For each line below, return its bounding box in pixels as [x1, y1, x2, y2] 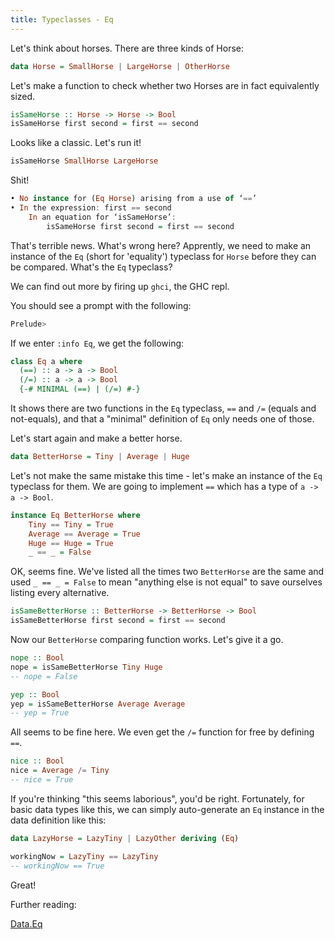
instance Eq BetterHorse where [10, 510, 141, 520]
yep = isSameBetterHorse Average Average [10, 699, 186, 709]
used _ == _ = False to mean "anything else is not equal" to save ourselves [10, 576, 323, 588]
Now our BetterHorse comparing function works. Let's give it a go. [10, 634, 284, 645]
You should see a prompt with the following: [10, 299, 192, 311]
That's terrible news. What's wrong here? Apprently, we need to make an [10, 239, 312, 251]
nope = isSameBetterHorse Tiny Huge [10, 662, 163, 672]
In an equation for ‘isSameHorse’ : [28, 212, 177, 222]
